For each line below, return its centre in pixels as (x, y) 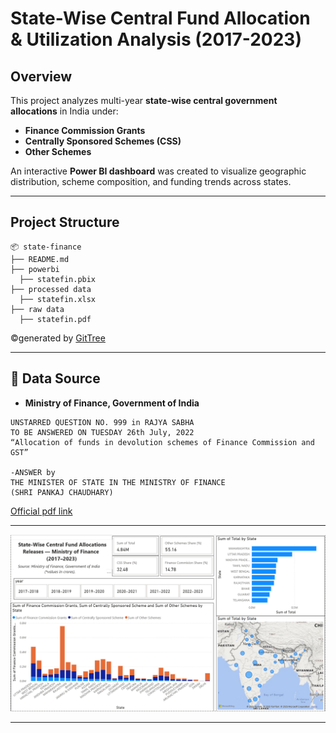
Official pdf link (41, 511)
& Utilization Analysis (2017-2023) (156, 39)
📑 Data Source (55, 378)
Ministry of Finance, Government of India (112, 403)
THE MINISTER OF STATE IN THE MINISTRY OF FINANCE (118, 482)
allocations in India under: (64, 111)
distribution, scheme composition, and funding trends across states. (151, 181)
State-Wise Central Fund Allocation (160, 18)
